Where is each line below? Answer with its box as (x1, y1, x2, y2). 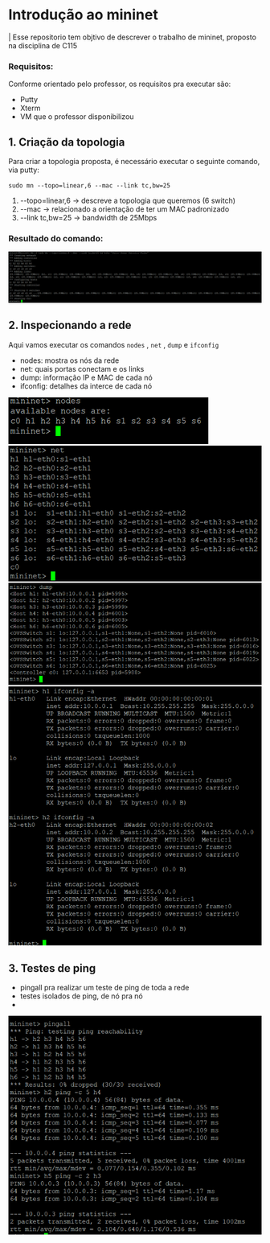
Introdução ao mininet (8, 6, 158, 24)
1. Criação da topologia (8, 135, 125, 149)
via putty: (8, 165, 40, 175)
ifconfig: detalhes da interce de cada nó (19, 381, 153, 391)
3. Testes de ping (8, 961, 96, 975)
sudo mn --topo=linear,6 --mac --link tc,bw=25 (8, 182, 171, 190)
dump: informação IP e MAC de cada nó (19, 372, 153, 382)
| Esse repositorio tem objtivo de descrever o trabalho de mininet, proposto (8, 32, 257, 42)
